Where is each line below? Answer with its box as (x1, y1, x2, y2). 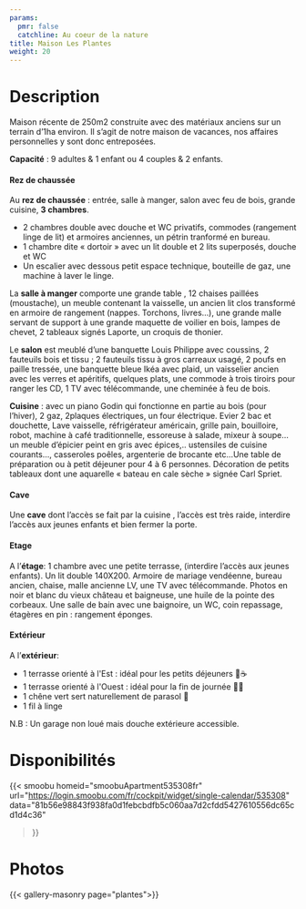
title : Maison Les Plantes (9, 38, 112, 48)
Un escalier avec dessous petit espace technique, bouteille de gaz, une (22, 260, 291, 271)
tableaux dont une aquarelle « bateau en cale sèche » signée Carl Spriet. (9, 468, 282, 479)
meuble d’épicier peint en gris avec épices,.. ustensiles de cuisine (21, 439, 268, 451)
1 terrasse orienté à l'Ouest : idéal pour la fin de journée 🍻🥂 (22, 680, 244, 692)
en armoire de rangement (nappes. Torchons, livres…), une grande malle (9, 307, 282, 319)
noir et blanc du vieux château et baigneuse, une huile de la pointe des (9, 589, 275, 600)
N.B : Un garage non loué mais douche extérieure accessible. (9, 718, 240, 729)
